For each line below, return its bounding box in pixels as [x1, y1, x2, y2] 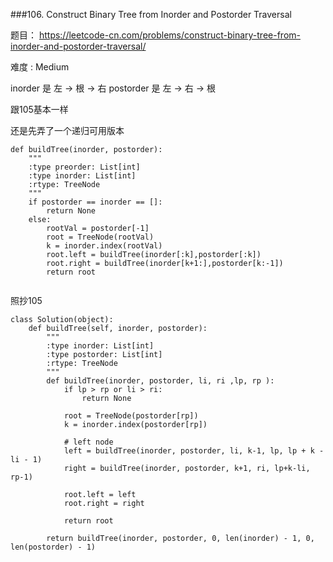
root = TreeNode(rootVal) [46, 232, 155, 242]
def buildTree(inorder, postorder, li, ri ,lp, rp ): [46, 376, 275, 386]
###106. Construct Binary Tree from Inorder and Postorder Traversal [10, 9, 292, 20]
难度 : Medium [10, 61, 70, 73]
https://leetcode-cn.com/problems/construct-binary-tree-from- [38, 29, 301, 41]
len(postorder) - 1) [10, 542, 97, 552]
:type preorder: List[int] [28, 162, 141, 172]
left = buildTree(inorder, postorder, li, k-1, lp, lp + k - [63, 446, 325, 456]
